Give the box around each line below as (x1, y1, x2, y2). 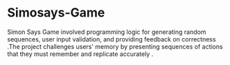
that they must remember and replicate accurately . (7, 50, 154, 58)
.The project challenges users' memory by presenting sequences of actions (7, 42, 223, 50)
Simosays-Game (7, 5, 105, 21)
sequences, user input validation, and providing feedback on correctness (7, 35, 216, 43)
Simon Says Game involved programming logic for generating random (7, 28, 206, 36)
